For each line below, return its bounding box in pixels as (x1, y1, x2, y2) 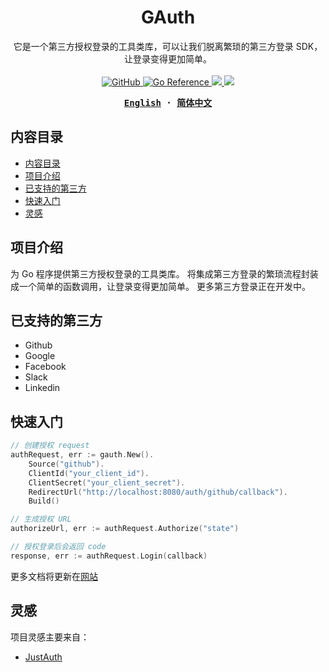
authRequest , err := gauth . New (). (10, 450, 155, 460)
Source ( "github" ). (28, 459, 105, 469)
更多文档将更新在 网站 (10, 570, 98, 582)
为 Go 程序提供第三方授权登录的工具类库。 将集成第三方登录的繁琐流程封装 (10, 267, 319, 280)
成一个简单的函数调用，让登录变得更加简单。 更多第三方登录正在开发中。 (10, 280, 311, 292)
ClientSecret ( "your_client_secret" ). (28, 477, 186, 488)
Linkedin (24, 382, 61, 394)
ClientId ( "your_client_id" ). (28, 468, 150, 478)
